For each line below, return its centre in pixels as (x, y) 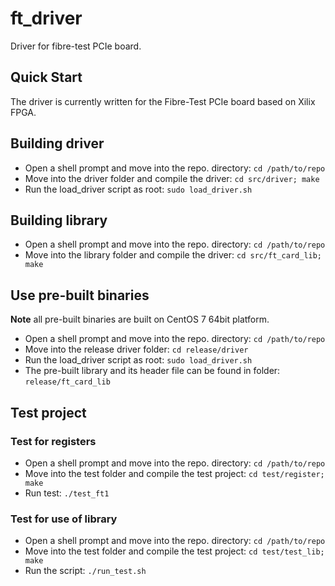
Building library (59, 220)
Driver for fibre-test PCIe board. (76, 46)
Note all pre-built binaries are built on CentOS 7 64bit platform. (140, 319)
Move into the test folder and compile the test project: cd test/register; (174, 473)
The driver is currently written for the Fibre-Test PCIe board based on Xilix (163, 101)
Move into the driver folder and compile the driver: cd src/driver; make (172, 178)
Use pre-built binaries (80, 295)
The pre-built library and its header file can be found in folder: (152, 371)
